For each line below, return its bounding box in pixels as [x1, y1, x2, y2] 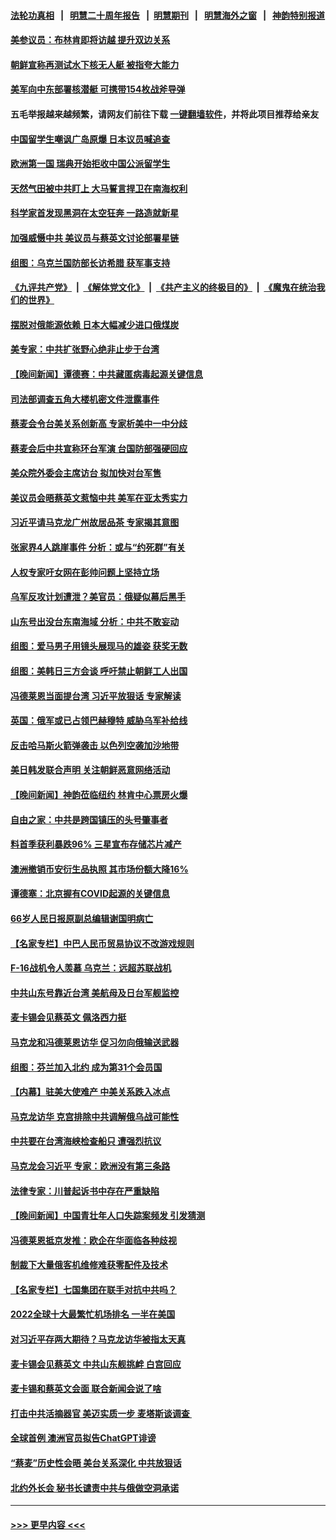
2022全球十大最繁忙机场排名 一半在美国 [10, 1308, 176, 1320]
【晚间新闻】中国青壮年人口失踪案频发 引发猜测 [10, 1210, 206, 1222]
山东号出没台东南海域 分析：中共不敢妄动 [10, 615, 180, 627]
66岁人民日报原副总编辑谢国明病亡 [10, 912, 154, 924]
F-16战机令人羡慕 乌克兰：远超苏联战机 [10, 962, 172, 974]
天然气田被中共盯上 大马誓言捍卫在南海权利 [10, 182, 188, 194]
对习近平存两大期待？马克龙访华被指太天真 [10, 1333, 186, 1345]
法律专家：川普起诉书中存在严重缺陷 [10, 1185, 160, 1197]
